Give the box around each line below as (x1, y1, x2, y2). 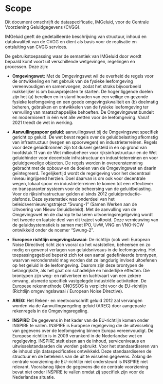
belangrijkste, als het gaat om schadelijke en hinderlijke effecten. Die (12, 267, 150, 273)
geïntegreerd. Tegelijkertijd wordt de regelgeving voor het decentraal (12, 170, 151, 176)
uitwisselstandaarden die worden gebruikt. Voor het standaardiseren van (12, 343, 158, 349)
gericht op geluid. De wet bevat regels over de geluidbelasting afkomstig (12, 134, 158, 140)
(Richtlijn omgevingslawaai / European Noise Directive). (12, 288, 124, 294)
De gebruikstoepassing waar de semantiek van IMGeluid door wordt (5, 53, 142, 59)
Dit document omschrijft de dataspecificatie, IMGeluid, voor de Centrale (5, 19, 149, 25)
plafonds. (12, 196, 32, 202)
